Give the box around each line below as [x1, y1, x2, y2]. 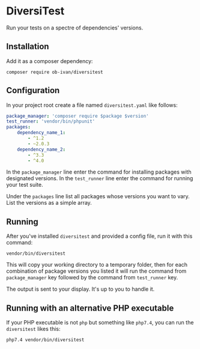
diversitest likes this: [6, 326, 61, 333]
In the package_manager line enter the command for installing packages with [6, 168, 192, 175]
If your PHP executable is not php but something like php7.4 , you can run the [6, 319, 194, 326]
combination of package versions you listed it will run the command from [6, 267, 187, 275]
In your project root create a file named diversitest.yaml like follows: [6, 101, 178, 109]
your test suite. [6, 181, 43, 189]
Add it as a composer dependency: [6, 57, 93, 64]
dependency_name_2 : [17, 146, 66, 153]
